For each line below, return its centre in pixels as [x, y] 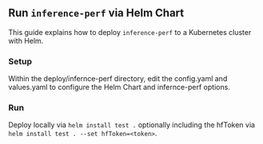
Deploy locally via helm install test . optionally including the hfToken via [132, 125]
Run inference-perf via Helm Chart [96, 13]
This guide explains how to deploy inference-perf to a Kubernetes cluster [130, 32]
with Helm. [26, 41]
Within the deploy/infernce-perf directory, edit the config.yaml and [118, 79]
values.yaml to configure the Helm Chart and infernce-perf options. [119, 88]
